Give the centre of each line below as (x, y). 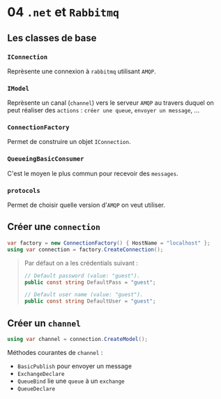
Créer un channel (44, 323)
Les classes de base (52, 38)
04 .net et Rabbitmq (63, 12)
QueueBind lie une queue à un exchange (71, 381)
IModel (18, 88)
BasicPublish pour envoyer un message (75, 366)
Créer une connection (54, 227)
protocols (24, 190)
